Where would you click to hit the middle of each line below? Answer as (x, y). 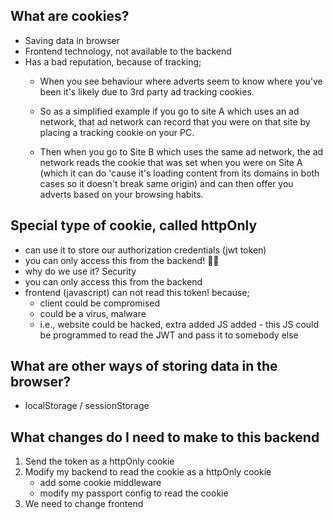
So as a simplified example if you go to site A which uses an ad (169, 111)
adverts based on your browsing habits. (121, 194)
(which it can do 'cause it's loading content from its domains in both (179, 173)
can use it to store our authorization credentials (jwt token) (145, 250)
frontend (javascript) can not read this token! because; (137, 292)
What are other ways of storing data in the (144, 366)
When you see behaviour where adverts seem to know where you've (181, 81)
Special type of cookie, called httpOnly (134, 225)
